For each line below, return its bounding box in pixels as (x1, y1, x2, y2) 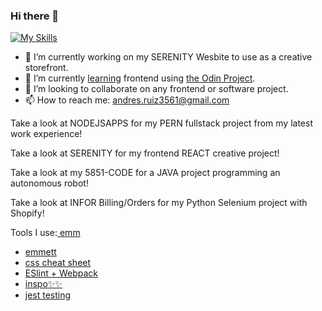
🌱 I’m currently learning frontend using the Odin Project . (24, 72, 256, 84)
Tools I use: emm (10, 227, 81, 239)
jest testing (24, 289, 72, 301)
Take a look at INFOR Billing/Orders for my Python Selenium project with (10, 197, 308, 209)
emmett (24, 246, 57, 258)
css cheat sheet (24, 257, 92, 269)
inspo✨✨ (24, 278, 63, 290)
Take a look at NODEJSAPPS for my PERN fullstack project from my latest (10, 117, 313, 129)
